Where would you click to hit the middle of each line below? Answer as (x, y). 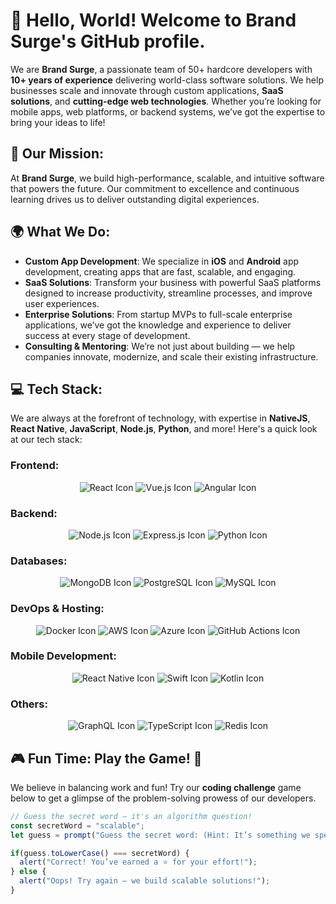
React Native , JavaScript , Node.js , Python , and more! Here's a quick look (164, 429)
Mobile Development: (63, 656)
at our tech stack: (46, 440)
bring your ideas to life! (58, 122)
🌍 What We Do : (60, 232)
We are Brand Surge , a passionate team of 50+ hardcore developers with (161, 69)
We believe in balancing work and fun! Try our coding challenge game (156, 787)
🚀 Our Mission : (57, 154)
